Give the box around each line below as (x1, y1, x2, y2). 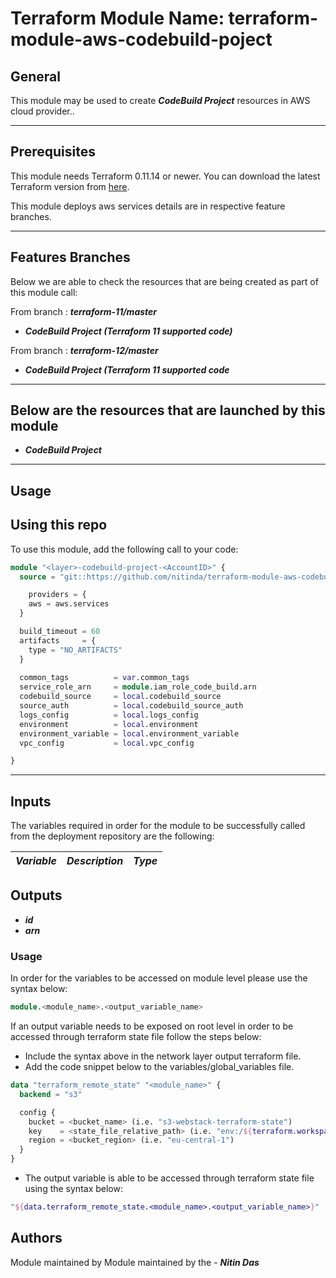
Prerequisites (10, 143, 96, 161)
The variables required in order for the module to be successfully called (10, 820, 306, 832)
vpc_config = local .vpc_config (19, 738, 195, 748)
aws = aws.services (28, 599, 110, 609)
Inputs (10, 793, 52, 810)
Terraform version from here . (10, 180, 130, 192)
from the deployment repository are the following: (10, 830, 215, 842)
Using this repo (10, 517, 108, 534)
